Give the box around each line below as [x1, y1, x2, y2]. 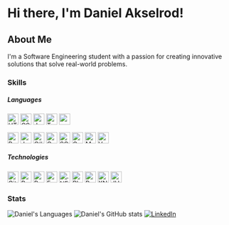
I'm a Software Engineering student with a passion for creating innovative [7, 52, 223, 61]
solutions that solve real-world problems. [7, 60, 128, 68]
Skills [7, 77, 27, 87]
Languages [7, 95, 42, 104]
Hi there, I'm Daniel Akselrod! [7, 5, 184, 21]
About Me [7, 33, 52, 46]
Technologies [7, 153, 48, 162]
